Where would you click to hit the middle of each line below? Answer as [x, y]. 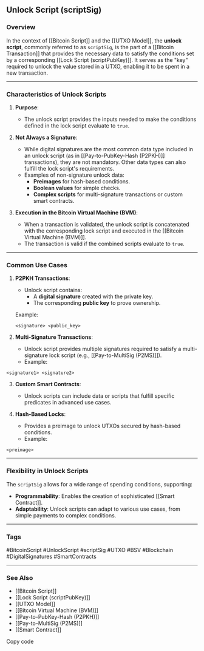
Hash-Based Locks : [40, 414]
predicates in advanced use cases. [68, 403]
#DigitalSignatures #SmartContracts [52, 556]
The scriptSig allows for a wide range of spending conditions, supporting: [99, 484]
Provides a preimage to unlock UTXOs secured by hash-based [102, 426]
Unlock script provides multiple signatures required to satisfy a [103, 349]
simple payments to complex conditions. [66, 515]
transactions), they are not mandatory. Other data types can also [105, 162]
